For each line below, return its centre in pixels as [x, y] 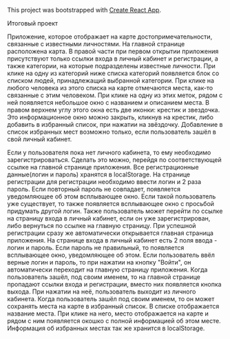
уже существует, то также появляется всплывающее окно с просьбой [111, 204]
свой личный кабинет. [40, 139]
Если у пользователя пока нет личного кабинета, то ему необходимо [109, 152]
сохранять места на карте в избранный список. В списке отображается [113, 306]
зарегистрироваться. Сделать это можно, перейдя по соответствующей [114, 160]
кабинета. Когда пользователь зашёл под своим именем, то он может [111, 299]
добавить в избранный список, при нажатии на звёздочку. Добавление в [115, 124]
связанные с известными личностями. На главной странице [96, 44]
